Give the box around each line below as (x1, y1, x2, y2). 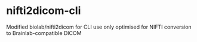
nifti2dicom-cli (6, 4, 81, 17)
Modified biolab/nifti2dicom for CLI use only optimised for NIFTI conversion (6, 23, 192, 30)
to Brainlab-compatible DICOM (6, 29, 82, 36)
